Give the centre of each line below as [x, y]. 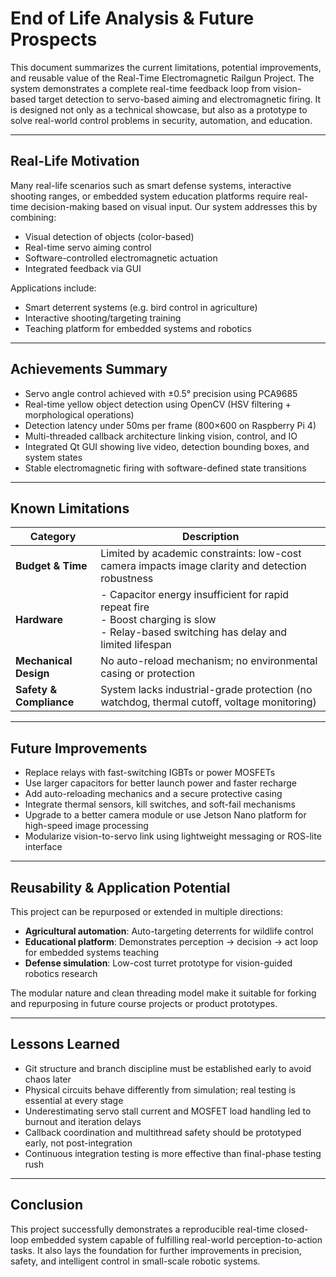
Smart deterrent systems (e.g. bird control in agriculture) [141, 307]
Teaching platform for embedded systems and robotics [138, 328]
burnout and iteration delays [83, 1121]
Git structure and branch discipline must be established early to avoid [168, 1068]
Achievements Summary [89, 369]
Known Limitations [70, 508]
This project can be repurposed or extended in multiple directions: [147, 911]
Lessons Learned [65, 1044]
